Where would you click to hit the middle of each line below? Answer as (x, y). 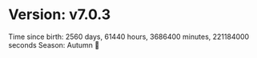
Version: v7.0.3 (60, 15)
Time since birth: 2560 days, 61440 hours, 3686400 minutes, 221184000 (129, 37)
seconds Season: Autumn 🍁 (54, 44)
